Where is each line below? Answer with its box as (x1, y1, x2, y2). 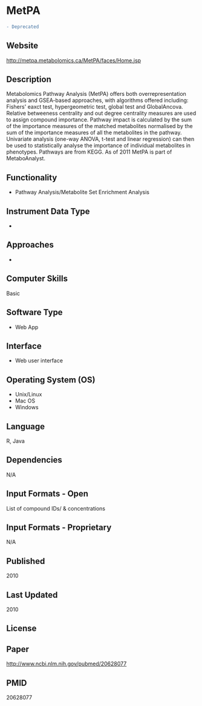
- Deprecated (6, 24, 39, 30)
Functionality (6, 172, 57, 183)
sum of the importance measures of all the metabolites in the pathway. (6, 129, 183, 137)
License (6, 623, 37, 634)
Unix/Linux (15, 391, 42, 398)
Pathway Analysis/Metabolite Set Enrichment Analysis (15, 189, 150, 196)
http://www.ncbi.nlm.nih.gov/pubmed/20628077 (6, 660, 127, 668)
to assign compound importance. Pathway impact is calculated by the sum (6, 116, 192, 123)
